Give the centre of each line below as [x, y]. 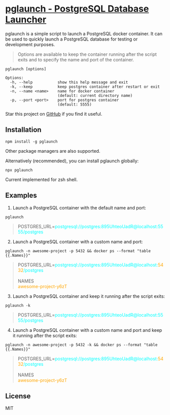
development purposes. [30, 44]
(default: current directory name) [95, 95]
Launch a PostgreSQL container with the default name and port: [79, 207]
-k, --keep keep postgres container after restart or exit [85, 87]
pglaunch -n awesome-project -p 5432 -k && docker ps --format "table [81, 345]
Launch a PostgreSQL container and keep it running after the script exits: [89, 296]
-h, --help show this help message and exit [69, 82]
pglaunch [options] [26, 69]
